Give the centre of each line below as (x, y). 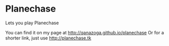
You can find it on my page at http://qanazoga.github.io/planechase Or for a (85, 32)
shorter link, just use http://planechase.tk (48, 38)
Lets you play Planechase (32, 23)
